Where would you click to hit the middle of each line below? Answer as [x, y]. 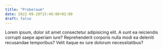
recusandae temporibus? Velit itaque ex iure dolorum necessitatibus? [74, 43]
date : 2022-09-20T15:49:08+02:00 [39, 14]
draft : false [18, 18]
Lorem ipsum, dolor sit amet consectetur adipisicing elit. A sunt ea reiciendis [81, 33]
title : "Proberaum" [25, 9]
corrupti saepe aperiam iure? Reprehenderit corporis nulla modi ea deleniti [80, 37]
